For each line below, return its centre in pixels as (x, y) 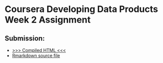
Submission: (25, 38)
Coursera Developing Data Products (81, 9)
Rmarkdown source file (36, 55)
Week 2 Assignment (48, 20)
